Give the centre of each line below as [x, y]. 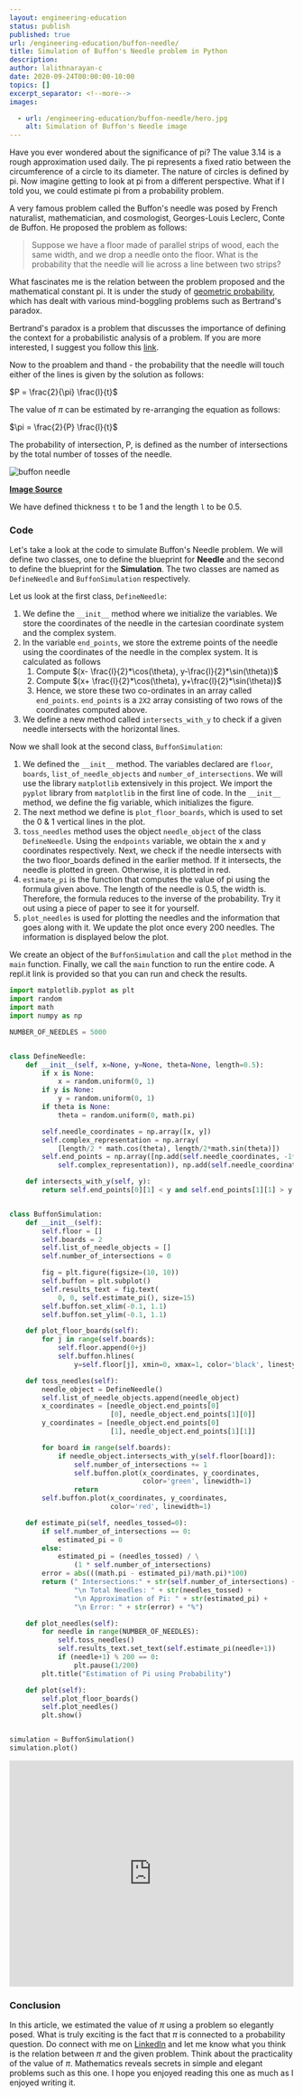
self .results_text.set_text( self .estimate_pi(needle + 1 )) [167, 1649]
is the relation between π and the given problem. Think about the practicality [151, 2054]
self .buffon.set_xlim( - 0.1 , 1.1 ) [105, 1306]
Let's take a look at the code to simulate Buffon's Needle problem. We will [147, 550]
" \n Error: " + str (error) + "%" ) [138, 1607]
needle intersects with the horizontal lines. [101, 729]
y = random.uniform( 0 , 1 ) [106, 1099]
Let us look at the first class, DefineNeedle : [88, 596]
